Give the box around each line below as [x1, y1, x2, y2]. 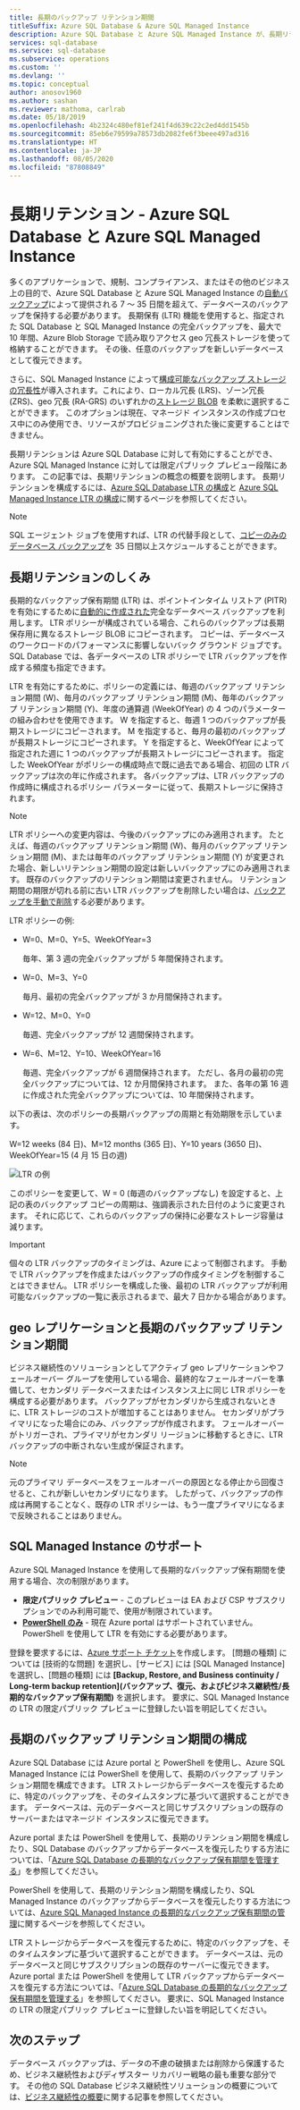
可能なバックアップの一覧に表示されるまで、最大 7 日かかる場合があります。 [9, 1291, 291, 1302]
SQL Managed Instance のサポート [9, 1539, 204, 1554]
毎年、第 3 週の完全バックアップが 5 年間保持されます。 [21, 953, 229, 964]
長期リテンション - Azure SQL [9, 204, 230, 224]
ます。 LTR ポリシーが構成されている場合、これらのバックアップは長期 [24, 618, 285, 629]
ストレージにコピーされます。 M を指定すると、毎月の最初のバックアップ [16, 726, 286, 737]
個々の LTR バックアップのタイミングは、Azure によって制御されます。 [9, 1258, 270, 1269]
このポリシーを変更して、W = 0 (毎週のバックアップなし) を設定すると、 [9, 1188, 276, 1199]
